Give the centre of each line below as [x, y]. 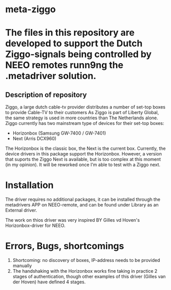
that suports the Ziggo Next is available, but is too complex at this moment [83, 160]
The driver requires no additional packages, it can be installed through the [83, 199]
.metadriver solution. [51, 76]
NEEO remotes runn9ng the [64, 65]
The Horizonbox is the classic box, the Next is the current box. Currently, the [85, 148]
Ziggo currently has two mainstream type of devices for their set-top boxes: [85, 123]
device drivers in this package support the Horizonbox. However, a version [83, 154]
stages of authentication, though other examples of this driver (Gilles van [89, 277]
